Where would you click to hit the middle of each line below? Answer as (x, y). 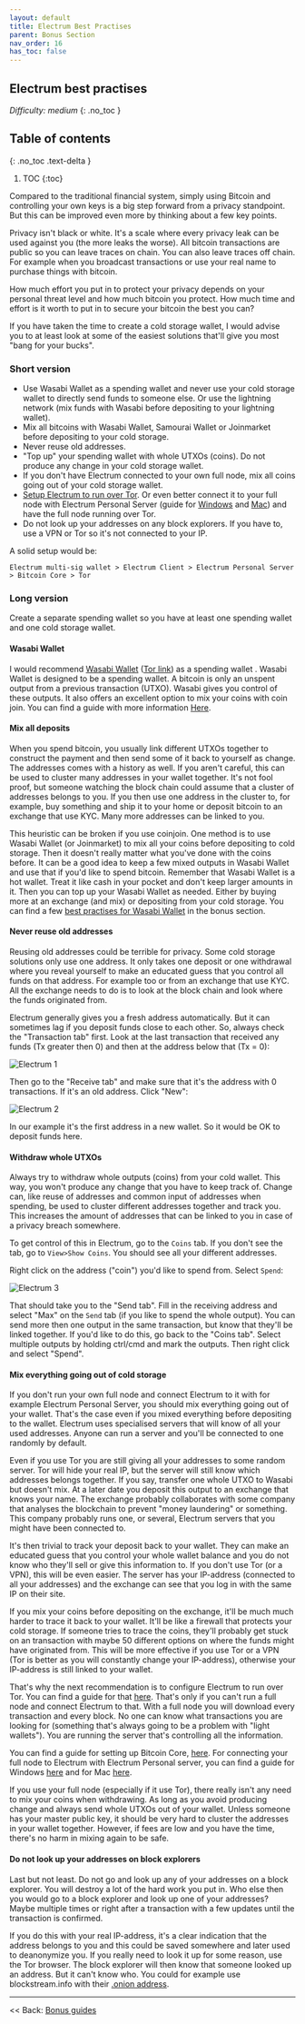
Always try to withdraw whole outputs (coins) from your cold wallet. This (145, 1177)
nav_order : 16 (36, 43)
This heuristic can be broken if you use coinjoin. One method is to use (140, 833)
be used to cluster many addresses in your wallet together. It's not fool (142, 777)
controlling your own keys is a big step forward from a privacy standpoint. (148, 205)
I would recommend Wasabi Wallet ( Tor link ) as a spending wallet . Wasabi (148, 669)
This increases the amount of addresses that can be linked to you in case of (151, 1216)
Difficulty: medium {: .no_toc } (65, 110)
